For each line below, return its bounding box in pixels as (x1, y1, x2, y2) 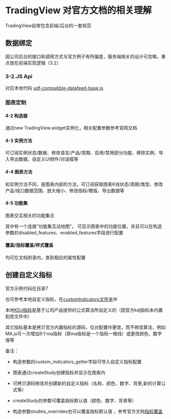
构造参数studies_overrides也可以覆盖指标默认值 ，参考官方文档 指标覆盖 (12, 408, 163, 414)
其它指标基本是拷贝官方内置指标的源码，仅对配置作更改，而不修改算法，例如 (5, 324, 166, 330)
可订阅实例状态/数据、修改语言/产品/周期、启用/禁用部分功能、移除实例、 (5, 150, 159, 156)
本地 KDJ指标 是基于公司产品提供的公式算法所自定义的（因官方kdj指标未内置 (5, 307, 163, 313)
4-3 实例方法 (5, 137, 33, 143)
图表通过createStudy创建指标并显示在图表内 (12, 369, 105, 375)
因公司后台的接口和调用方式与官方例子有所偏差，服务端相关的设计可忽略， (5, 53, 161, 59)
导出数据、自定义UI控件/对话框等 (9, 156, 79, 162)
